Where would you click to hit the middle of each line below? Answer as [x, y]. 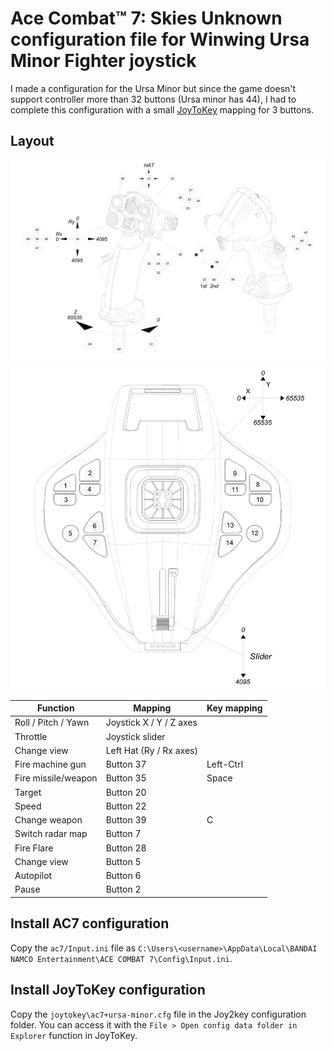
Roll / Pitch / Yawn [52, 723]
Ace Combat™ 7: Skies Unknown [146, 18]
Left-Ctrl [225, 764]
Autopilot [33, 876]
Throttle [31, 736]
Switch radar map [51, 834]
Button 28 [126, 848]
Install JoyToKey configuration [108, 990]
